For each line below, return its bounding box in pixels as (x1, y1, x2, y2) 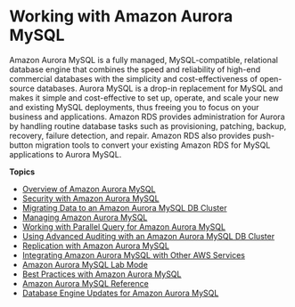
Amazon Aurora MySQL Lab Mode (21, 259, 149, 270)
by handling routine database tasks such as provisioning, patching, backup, (9, 120, 287, 131)
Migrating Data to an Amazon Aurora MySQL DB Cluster (21, 202, 227, 213)
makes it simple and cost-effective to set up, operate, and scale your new (9, 92, 279, 103)
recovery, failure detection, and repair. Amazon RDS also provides (9, 130, 251, 141)
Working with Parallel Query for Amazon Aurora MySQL (21, 221, 225, 232)
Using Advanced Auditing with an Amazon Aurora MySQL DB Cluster (21, 230, 275, 241)
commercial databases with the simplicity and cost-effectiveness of (9, 73, 258, 84)
